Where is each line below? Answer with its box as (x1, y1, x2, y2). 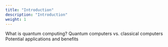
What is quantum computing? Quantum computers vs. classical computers (5, 31, 163, 37)
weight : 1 (5, 17, 27, 22)
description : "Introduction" (5, 12, 68, 17)
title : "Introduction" (5, 7, 54, 13)
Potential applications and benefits (5, 36, 79, 42)
